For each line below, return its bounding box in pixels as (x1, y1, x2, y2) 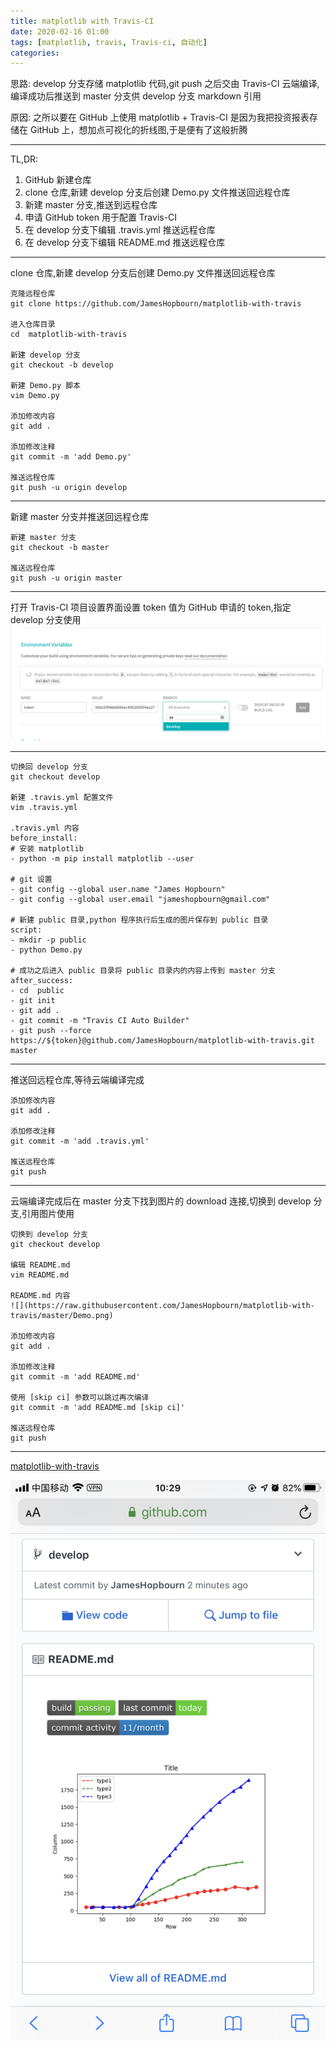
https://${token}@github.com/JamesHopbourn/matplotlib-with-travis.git (10, 1036, 315, 1046)
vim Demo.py (10, 391, 60, 401)
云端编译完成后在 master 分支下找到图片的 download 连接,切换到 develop (10, 1195, 312, 1207)
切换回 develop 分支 (10, 762, 88, 772)
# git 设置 (10, 875, 53, 885)
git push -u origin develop (10, 483, 128, 493)
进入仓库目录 (10, 320, 56, 330)
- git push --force (10, 1026, 92, 1036)
